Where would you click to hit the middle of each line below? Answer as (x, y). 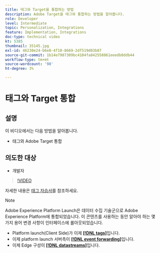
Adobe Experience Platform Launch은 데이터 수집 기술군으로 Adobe (72, 210)
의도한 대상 (21, 158)
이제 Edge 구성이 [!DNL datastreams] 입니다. (56, 245)
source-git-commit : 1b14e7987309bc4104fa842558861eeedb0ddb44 (70, 55)
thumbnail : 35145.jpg (27, 46)
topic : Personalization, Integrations (45, 28)
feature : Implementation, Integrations (46, 32)
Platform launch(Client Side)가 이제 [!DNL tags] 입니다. (66, 233)
